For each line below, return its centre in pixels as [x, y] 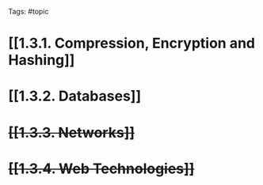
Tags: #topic [29, 11]
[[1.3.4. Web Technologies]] [101, 168]
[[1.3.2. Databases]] [74, 96]
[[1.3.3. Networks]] [71, 132]
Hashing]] [42, 60]
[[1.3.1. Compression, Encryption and [132, 43]
